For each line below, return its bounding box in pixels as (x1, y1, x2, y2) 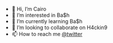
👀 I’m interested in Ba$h (11, 12, 70, 19)
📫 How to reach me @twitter (11, 31, 82, 37)
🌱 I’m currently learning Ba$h (11, 18, 83, 24)
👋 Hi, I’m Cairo (11, 6, 46, 12)
